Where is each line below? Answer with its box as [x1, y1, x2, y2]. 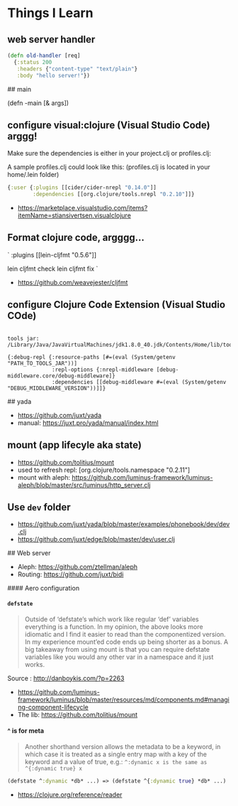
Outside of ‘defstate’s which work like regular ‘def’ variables [24, 615, 200, 623]
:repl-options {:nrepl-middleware [52, 366, 154, 373]
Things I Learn [7, 5, 93, 21]
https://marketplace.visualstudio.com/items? [17, 204, 148, 213]
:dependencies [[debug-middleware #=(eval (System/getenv [52, 378, 227, 385]
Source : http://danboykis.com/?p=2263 [7, 674, 125, 682]
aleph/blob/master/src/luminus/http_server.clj [17, 480, 151, 489]
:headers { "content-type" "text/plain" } [16, 65, 138, 72]
